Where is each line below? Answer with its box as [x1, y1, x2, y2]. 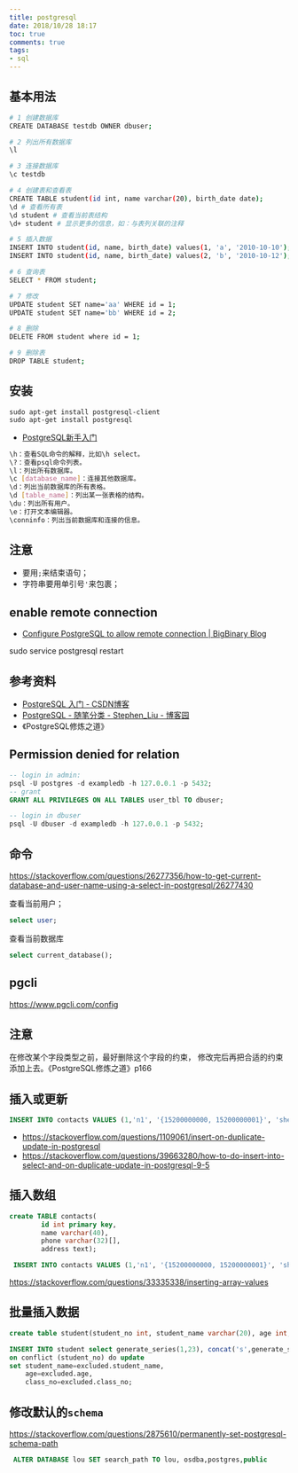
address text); [41, 1245, 98, 1254]
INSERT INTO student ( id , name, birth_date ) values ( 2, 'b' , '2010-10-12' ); [9, 252, 292, 261]
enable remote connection [9, 605, 158, 620]
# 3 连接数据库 [9, 161, 59, 171]
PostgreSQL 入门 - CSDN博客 [21, 699, 130, 709]
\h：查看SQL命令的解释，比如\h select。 [9, 450, 145, 458]
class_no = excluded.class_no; [25, 1378, 133, 1387]
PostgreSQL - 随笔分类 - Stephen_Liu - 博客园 [21, 710, 190, 721]
